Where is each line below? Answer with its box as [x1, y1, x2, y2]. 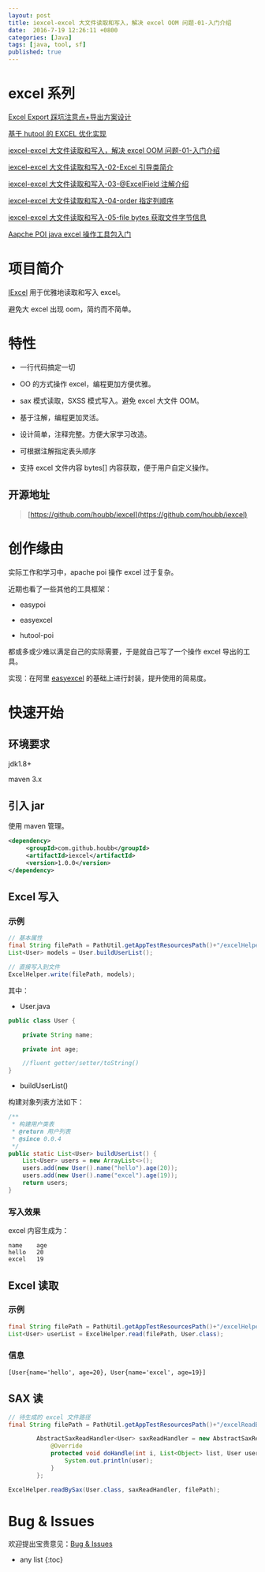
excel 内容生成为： [8, 1226, 69, 1235]
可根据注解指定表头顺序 [19, 446, 96, 456]
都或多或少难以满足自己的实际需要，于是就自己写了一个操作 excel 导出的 [8, 646, 244, 656]
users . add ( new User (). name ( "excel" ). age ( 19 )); [22, 1172, 178, 1179]
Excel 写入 [8, 890, 59, 903]
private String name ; [22, 1030, 93, 1039]
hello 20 [8, 1249, 44, 1257]
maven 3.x [8, 774, 42, 784]
